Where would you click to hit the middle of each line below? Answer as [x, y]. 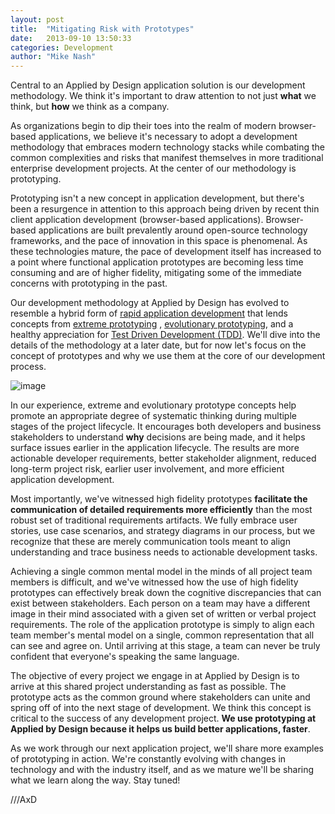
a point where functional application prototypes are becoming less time [157, 262]
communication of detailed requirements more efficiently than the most [161, 510]
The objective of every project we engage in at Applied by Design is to [155, 676]
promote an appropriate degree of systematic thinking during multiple [153, 416]
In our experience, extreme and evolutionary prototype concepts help [153, 405]
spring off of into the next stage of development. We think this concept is [161, 708]
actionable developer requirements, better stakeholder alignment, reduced [163, 458]
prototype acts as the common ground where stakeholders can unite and [160, 697]
